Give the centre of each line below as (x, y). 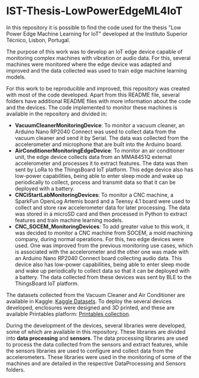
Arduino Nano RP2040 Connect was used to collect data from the (95, 132)
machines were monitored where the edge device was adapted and (89, 64)
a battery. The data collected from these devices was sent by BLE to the (103, 277)
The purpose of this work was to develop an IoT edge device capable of (94, 51)
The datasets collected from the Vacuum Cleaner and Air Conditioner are (96, 295)
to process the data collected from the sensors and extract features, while (97, 344)
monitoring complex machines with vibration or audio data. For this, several (98, 58)
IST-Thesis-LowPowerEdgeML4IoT (94, 11)
